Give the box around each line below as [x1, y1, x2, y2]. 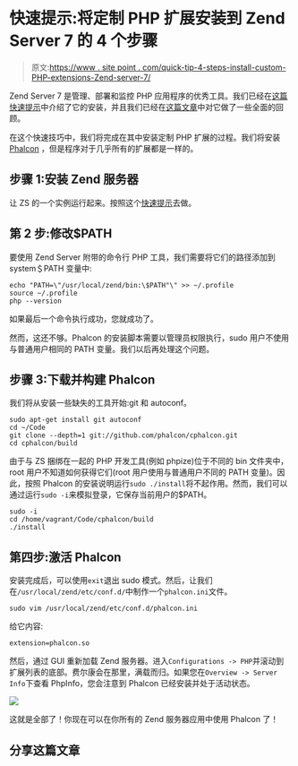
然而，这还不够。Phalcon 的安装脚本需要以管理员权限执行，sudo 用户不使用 [9, 332, 289, 343]
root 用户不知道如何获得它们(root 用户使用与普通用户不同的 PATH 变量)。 [9, 467, 277, 478]
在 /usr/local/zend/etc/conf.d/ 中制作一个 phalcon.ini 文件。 [9, 586, 233, 597]
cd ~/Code [9, 423, 47, 433]
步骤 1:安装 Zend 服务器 [9, 172, 139, 187]
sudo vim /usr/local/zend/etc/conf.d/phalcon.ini [9, 604, 199, 614]
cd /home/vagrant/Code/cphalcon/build [9, 515, 154, 524]
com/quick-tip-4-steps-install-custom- [142, 62, 286, 73]
